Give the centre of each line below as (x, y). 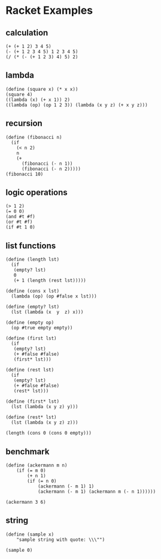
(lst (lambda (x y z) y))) (45, 407)
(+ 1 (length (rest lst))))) (50, 281)
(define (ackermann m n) (37, 466)
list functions (31, 246)
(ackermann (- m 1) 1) (66, 487)
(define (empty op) (30, 323)
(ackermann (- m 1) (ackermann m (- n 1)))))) (97, 492)
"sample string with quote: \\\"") (61, 539)
